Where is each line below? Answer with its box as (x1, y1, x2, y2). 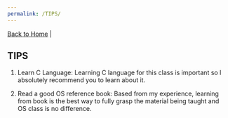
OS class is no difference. (17, 105, 92, 113)
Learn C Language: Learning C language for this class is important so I (17, 68, 222, 77)
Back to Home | (7, 29, 53, 38)
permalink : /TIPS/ (7, 10, 61, 18)
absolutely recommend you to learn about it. (17, 76, 146, 84)
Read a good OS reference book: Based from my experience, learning (17, 89, 220, 98)
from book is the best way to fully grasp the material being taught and (17, 97, 220, 105)
